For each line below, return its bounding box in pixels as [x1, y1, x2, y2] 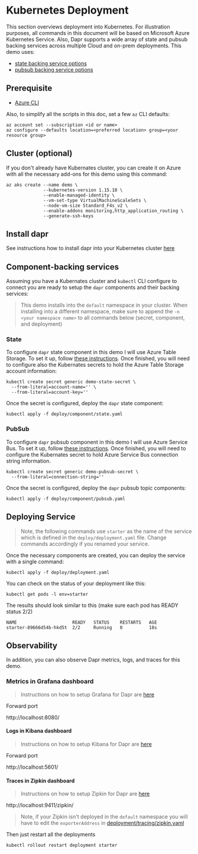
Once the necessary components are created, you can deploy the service [6, 551, 186, 558]
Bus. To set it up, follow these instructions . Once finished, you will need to [6, 445, 186, 452]
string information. [6, 457, 51, 464]
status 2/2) [6, 608, 33, 615]
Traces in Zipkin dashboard [6, 777, 75, 784]
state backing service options [14, 60, 87, 67]
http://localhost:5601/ [6, 763, 59, 770]
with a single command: [6, 558, 64, 565]
